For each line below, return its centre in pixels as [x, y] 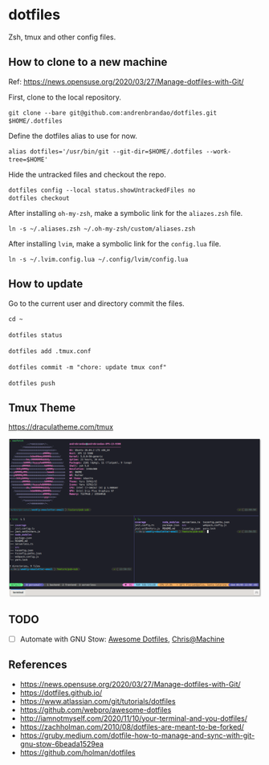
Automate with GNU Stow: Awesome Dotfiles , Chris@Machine [122, 639]
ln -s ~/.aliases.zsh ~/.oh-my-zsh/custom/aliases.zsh [102, 229]
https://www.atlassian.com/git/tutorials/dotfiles [98, 701]
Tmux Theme [42, 407]
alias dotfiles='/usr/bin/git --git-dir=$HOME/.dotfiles [106, 151]
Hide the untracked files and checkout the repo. [87, 174]
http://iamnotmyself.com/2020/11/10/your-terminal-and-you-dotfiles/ [133, 718]
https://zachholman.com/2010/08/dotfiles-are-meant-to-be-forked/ [132, 726]
